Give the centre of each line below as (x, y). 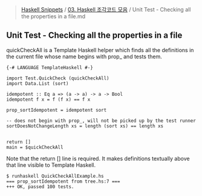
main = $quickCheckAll (35, 147)
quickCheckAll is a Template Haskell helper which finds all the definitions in (100, 50)
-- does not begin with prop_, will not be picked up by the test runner (101, 121)
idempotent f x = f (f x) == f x (48, 100)
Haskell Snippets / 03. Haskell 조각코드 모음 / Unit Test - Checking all (106, 9)
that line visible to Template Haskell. (51, 165)
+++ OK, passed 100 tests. (40, 187)
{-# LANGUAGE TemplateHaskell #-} (50, 67)
